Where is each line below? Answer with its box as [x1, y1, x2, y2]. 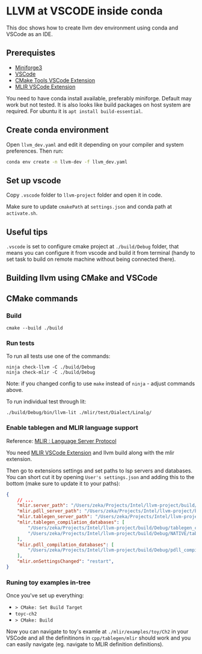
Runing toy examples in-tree [6, 578, 91, 587]
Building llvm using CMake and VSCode [6, 273, 158, 283]
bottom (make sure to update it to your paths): [6, 480, 120, 487]
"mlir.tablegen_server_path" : [17, 514, 93, 520]
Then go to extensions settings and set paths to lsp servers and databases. [6, 467, 193, 474]
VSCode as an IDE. [6, 30, 53, 37]
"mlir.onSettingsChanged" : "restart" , [17, 558, 114, 564]
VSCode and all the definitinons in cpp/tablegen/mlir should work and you [6, 634, 191, 641]
